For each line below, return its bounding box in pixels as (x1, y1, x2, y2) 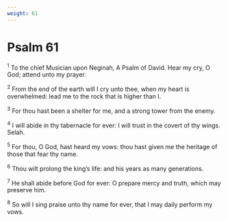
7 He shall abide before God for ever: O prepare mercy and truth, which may (7, 177, 221, 187)
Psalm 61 (7, 39, 60, 55)
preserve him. (7, 186, 47, 194)
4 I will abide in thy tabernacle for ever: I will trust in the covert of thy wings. (7, 120, 220, 129)
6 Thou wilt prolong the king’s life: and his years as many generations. (7, 163, 204, 172)
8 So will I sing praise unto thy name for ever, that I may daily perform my (7, 199, 213, 209)
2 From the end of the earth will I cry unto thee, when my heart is (7, 83, 190, 93)
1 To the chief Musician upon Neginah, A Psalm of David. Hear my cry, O (7, 62, 211, 72)
